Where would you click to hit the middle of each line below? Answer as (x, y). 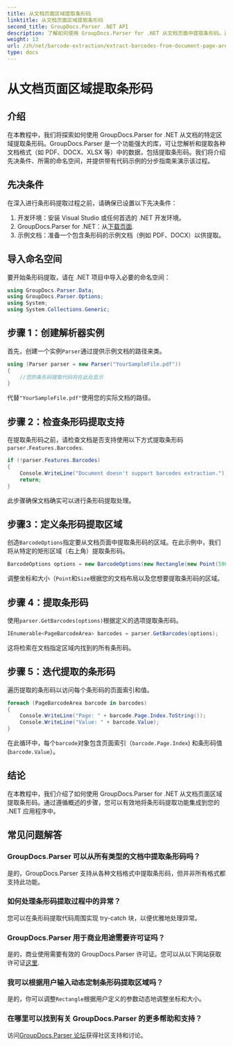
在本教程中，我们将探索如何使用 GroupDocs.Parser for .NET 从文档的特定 (112, 134)
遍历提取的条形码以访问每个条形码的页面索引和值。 (80, 689)
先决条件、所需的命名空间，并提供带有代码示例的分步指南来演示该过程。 (110, 161)
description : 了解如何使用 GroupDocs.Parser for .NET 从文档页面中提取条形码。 (116, 33)
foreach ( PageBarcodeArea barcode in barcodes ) (77, 703)
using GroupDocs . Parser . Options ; (55, 297)
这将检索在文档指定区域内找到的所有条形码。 (71, 648)
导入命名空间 (35, 259)
